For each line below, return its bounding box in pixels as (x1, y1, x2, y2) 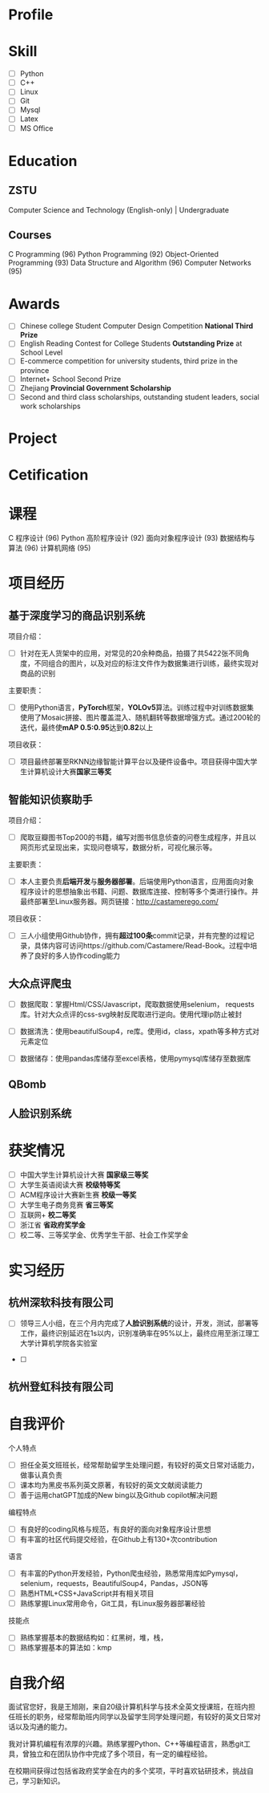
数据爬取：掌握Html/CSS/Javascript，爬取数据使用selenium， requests (19, 1000, 255, 1008)
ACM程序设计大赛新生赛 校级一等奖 (19, 1190, 137, 1200)
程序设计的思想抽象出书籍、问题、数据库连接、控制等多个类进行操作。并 (19, 886, 259, 896)
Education (8, 152, 78, 170)
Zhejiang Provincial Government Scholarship (19, 383, 172, 392)
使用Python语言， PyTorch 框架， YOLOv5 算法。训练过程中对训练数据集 (19, 703, 255, 712)
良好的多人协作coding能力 (34, 951, 121, 960)
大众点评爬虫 (8, 976, 72, 990)
